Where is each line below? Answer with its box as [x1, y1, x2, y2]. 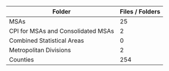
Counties [9, 56, 34, 63]
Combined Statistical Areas [9, 36, 84, 45]
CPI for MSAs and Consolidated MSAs [9, 27, 114, 35]
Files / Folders [120, 8, 161, 15]
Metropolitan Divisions [9, 46, 71, 54]
